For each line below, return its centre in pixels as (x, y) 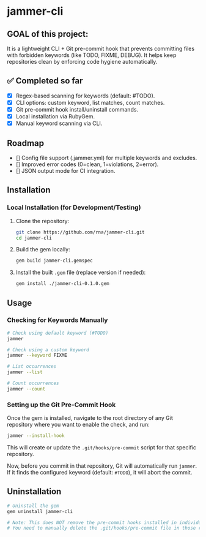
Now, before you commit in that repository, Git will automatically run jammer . (102, 466)
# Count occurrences (33, 383)
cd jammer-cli (34, 238)
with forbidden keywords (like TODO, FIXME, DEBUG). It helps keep (92, 55)
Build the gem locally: (43, 249)
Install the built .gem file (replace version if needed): (81, 272)
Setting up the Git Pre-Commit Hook (61, 405)
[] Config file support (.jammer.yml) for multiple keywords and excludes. (106, 158)
